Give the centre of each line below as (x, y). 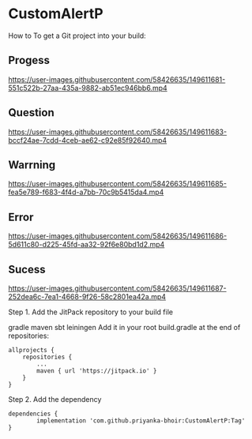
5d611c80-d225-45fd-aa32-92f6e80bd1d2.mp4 (87, 245)
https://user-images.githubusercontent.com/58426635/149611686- (118, 236)
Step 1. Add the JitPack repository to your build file (91, 312)
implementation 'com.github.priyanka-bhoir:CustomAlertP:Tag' (141, 421)
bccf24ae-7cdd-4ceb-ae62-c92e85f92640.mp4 (88, 140)
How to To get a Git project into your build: (77, 36)
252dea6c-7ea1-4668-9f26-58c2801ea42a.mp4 (87, 296)
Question (31, 113)
